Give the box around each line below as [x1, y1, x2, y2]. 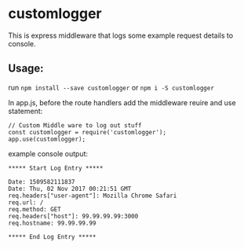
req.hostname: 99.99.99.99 [8, 219, 97, 227]
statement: [8, 106, 43, 115]
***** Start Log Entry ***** [8, 164, 104, 172]
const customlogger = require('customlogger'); [8, 128, 167, 136]
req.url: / [8, 198, 44, 207]
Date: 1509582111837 [8, 178, 76, 185]
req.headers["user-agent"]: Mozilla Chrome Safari [8, 192, 177, 200]
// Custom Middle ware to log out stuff [8, 121, 143, 130]
